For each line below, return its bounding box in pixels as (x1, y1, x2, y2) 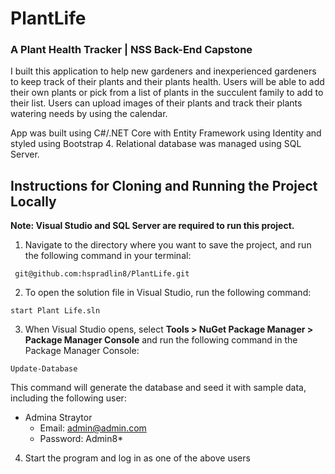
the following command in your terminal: (24, 250, 192, 262)
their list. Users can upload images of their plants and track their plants (10, 97, 303, 109)
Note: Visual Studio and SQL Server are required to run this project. (10, 220, 295, 232)
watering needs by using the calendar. (10, 108, 168, 120)
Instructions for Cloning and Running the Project (10, 177, 318, 194)
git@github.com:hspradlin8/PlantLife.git (14, 269, 190, 279)
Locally (10, 193, 57, 210)
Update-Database (10, 364, 78, 374)
